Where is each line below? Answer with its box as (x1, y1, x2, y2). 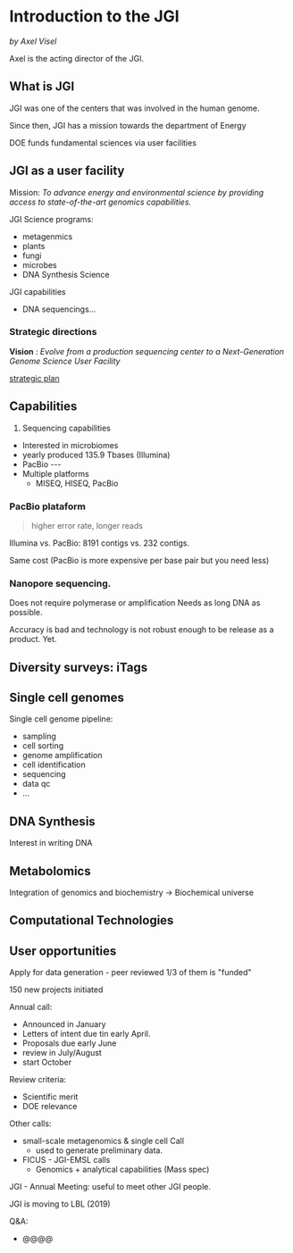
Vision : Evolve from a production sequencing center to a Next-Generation (9, 346, 284, 356)
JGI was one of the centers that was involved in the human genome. (9, 103, 261, 113)
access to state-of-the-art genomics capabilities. (9, 196, 192, 207)
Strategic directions (9, 326, 97, 338)
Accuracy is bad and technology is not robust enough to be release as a (9, 624, 274, 635)
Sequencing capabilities (21, 422, 112, 433)
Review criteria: (9, 1074, 67, 1085)
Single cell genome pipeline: (9, 714, 113, 724)
